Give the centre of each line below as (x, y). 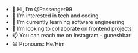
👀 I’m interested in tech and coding (55, 16)
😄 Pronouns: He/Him (38, 44)
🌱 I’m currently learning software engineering (68, 22)
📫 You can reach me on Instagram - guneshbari (72, 35)
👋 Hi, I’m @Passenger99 (42, 9)
